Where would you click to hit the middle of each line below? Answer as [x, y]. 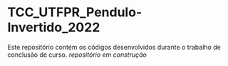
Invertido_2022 [54, 27]
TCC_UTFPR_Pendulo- [75, 12]
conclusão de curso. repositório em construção [77, 55]
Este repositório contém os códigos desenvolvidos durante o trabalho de [114, 47]
